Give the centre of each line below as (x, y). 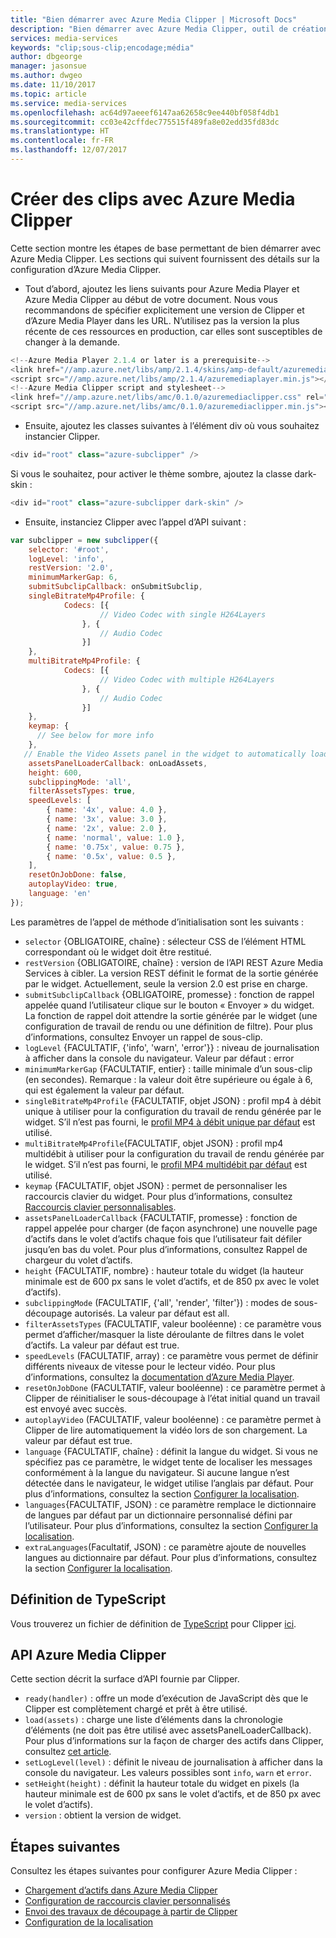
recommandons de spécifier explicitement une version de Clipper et (164, 310)
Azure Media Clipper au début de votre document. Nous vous (151, 299)
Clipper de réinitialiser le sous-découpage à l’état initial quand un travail (172, 1398)
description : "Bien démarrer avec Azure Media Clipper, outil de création (169, 29)
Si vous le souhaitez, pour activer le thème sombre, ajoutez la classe (151, 473)
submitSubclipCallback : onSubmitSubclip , (115, 587)
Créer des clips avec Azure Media (153, 199)
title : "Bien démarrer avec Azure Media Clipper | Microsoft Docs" (154, 19)
